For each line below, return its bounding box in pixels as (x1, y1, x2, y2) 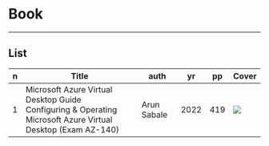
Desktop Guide (25, 94, 82, 105)
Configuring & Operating (25, 103, 118, 115)
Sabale (141, 109, 168, 120)
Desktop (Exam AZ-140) (25, 124, 120, 135)
